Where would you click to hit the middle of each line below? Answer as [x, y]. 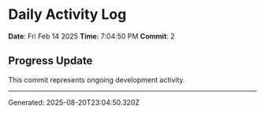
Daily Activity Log [67, 15]
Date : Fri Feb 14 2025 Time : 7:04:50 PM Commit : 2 [91, 36]
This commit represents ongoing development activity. [97, 79]
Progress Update [50, 61]
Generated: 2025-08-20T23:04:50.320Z [74, 102]
